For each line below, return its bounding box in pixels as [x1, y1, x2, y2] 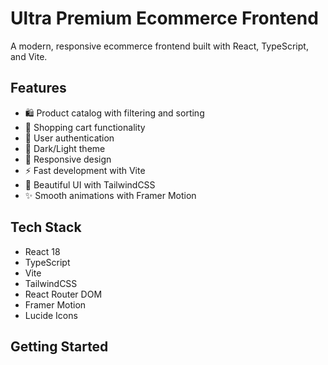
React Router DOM [24, 288, 103, 300]
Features [10, 80, 67, 97]
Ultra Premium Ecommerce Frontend [10, 7, 319, 30]
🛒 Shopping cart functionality [24, 121, 146, 133]
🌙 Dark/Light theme [24, 142, 106, 154]
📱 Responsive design [24, 153, 112, 165]
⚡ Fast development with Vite [24, 164, 146, 176]
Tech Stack [10, 219, 82, 236]
